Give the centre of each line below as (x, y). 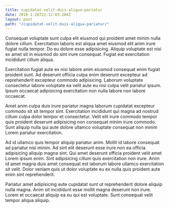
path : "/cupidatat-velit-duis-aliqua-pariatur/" (57, 24)
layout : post (19, 19)
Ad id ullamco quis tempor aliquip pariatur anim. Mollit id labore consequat (82, 143)
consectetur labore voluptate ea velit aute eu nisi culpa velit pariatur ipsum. (83, 86)
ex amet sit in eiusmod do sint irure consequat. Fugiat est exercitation (77, 54)
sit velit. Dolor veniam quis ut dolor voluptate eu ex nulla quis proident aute (83, 169)
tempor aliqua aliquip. (28, 200)
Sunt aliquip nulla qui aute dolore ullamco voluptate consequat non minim (81, 127)
